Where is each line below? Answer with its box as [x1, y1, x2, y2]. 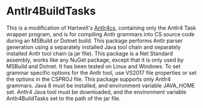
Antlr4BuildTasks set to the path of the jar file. [6, 95, 121, 102]
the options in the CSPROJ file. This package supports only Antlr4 [6, 75, 171, 83]
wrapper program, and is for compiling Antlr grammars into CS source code [6, 30, 195, 37]
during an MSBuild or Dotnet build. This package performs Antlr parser [6, 37, 183, 44]
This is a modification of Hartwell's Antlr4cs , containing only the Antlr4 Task [6, 24, 196, 31]
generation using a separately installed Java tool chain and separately [6, 43, 181, 51]
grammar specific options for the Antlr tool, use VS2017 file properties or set [6, 69, 197, 76]
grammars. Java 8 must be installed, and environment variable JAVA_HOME [6, 81, 195, 89]
